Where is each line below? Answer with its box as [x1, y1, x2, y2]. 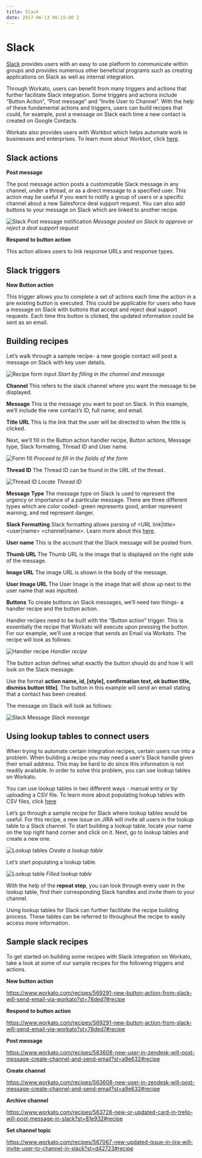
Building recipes [6, 336, 69, 346]
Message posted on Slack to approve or [93, 218, 193, 225]
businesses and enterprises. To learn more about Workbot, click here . [6, 135, 180, 143]
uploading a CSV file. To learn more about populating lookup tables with [6, 791, 185, 798]
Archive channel [6, 1096, 49, 1104]
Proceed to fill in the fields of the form [34, 454, 128, 462]
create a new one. [6, 835, 51, 842]
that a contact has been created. [6, 690, 87, 697]
